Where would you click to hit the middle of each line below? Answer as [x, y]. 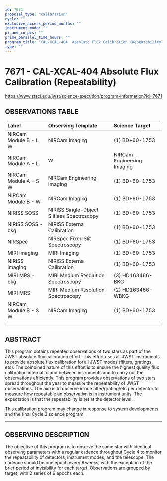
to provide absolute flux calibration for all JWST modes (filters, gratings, [79, 362]
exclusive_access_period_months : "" [43, 24]
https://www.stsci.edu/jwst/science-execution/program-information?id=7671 [83, 96]
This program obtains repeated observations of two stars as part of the [78, 351]
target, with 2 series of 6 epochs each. [45, 473]
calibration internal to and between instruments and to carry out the [75, 373]
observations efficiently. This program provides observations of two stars [80, 378]
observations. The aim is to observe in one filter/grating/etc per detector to [82, 389]
